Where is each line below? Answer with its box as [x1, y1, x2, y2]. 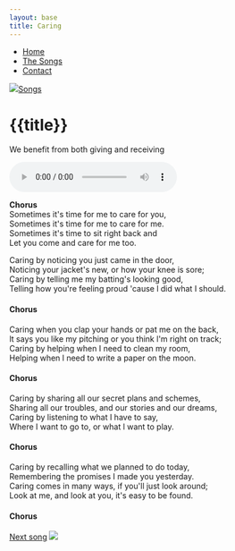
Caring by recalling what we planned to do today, [9, 462, 190, 472]
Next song [9, 531, 47, 542]
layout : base [9, 13, 58, 22]
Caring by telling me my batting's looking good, [9, 274, 184, 284]
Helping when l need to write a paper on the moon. [9, 352, 197, 363]
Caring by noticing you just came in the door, [9, 255, 175, 266]
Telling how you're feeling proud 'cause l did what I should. [9, 284, 226, 294]
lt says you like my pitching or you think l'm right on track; [9, 333, 222, 344]
